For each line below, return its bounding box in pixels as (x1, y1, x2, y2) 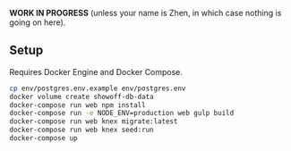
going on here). (9, 17, 66, 28)
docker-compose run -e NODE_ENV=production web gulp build (9, 109, 235, 118)
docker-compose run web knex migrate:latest (9, 117, 178, 126)
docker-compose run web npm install (9, 100, 146, 110)
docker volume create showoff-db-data (9, 92, 154, 101)
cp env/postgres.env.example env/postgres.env (9, 84, 186, 93)
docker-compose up (9, 134, 78, 143)
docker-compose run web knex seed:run (9, 125, 154, 135)
